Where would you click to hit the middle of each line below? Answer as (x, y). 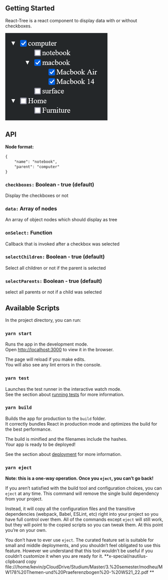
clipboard (15, 562)
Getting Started (30, 8)
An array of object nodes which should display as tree (61, 220)
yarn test (17, 378)
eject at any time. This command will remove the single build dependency (82, 493)
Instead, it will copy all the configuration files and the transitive (70, 509)
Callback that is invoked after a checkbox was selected (62, 244)
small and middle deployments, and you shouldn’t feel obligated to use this (83, 546)
